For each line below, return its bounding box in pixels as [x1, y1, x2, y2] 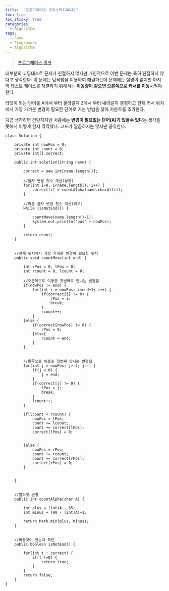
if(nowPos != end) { [23, 283, 67, 288]
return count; [23, 232, 53, 237]
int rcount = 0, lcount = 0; [23, 268, 85, 274]
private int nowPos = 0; [14, 142, 67, 147]
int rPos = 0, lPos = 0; [23, 264, 76, 269]
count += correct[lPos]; [32, 425, 85, 430]
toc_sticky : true [5, 17, 42, 22]
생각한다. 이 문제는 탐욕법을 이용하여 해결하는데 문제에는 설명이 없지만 [14, 76, 152, 82]
